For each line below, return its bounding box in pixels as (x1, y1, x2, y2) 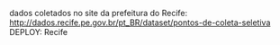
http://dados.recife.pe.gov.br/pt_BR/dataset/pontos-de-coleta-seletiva (9, 17, 271, 28)
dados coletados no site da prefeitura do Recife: (9, 8, 188, 18)
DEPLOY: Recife (9, 27, 68, 37)
